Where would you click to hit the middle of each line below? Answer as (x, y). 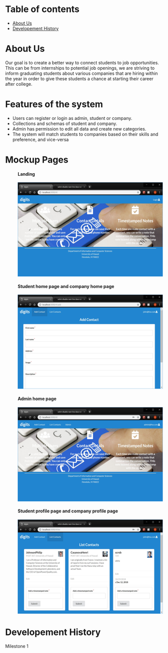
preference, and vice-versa (40, 140)
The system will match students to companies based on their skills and (85, 134)
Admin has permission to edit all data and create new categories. (79, 128)
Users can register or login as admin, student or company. (72, 118)
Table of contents (42, 9)
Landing (26, 174)
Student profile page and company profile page (68, 511)
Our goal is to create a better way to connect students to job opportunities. (82, 62)
